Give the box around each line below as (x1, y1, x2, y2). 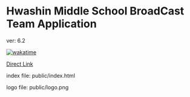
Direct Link (6, 60, 33, 67)
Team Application (6, 17, 97, 31)
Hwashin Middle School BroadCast (6, 4, 185, 18)
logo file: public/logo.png (6, 83, 69, 91)
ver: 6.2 (6, 37, 25, 44)
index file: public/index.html (6, 72, 76, 79)
